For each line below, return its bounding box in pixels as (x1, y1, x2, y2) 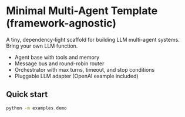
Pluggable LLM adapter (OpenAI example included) (14, 72, 139, 79)
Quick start (6, 89, 48, 99)
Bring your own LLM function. (6, 42, 78, 49)
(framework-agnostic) (6, 16, 116, 30)
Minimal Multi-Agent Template (6, 4, 158, 18)
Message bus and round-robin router (14, 60, 105, 67)
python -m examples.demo (6, 105, 67, 111)
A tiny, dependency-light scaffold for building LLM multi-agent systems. (6, 36, 180, 43)
